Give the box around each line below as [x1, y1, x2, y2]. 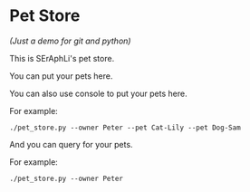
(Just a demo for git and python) [9, 35, 131, 46]
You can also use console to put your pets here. [9, 88, 187, 99]
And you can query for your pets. [9, 139, 133, 149]
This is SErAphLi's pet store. [9, 53, 115, 63]
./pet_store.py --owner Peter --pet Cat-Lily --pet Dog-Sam [9, 123, 242, 132]
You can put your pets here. [9, 70, 113, 82]
